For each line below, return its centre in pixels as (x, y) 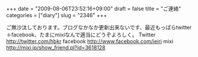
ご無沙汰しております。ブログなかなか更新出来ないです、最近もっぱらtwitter (99, 27)
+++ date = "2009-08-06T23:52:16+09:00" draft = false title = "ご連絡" (94, 9)
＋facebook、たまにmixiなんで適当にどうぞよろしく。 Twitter (81, 35)
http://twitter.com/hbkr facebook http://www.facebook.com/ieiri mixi (90, 41)
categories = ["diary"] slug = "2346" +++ (57, 15)
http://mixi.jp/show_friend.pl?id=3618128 (56, 48)
